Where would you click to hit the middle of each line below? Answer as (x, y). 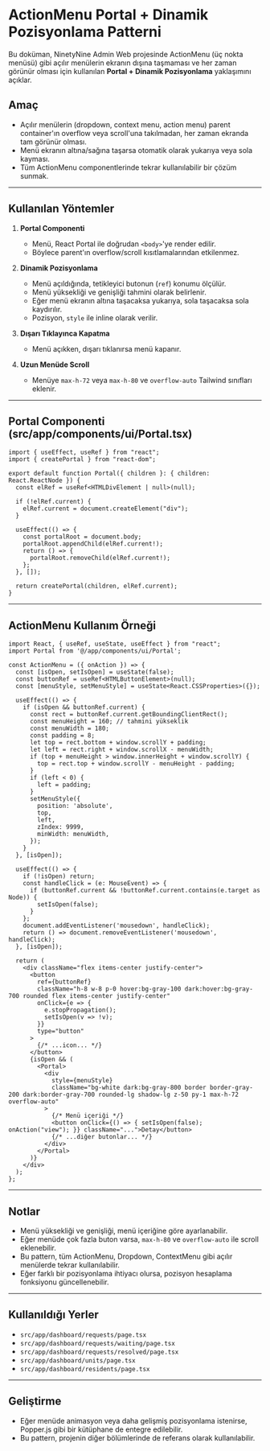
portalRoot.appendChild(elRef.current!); (93, 544)
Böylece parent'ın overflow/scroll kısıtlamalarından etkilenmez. (135, 252)
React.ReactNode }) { (45, 480)
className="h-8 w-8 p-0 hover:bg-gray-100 (109, 989)
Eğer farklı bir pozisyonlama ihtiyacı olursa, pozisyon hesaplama (126, 1274)
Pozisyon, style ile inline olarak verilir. (95, 317)
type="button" (61, 1032)
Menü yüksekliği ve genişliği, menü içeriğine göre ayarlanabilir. (124, 1230)
